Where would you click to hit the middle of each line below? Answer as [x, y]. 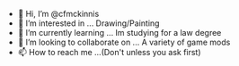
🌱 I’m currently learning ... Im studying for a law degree [119, 33]
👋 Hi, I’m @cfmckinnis [58, 14]
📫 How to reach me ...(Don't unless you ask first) [109, 52]
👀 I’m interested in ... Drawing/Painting [89, 23]
